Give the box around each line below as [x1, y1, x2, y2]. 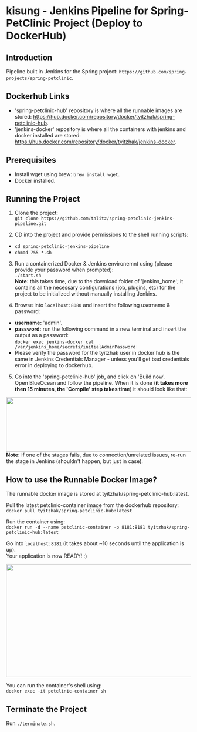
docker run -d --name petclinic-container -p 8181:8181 [6, 525, 145, 530]
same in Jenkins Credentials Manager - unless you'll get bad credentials [14, 355, 189, 362]
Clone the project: [14, 210, 59, 217]
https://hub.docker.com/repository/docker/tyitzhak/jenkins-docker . [14, 138, 177, 145]
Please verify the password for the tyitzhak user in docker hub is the [14, 350, 180, 357]
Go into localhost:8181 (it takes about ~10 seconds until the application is [6, 540, 185, 547]
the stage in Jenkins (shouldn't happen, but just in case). [6, 458, 144, 465]
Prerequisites [6, 155, 56, 165]
